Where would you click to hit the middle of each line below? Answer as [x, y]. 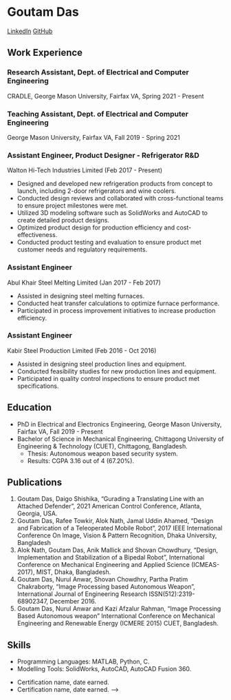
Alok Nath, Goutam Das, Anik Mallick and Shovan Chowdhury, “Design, [118, 550]
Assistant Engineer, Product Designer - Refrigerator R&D [103, 155]
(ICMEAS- [206, 565]
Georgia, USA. [37, 513]
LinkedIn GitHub [30, 31]
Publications [35, 483]
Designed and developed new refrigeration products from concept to [115, 184]
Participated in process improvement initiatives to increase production [116, 310]
